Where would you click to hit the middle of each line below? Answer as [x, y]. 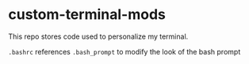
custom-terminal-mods [87, 15]
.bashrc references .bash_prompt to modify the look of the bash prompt [125, 51]
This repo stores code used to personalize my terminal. [98, 36]
